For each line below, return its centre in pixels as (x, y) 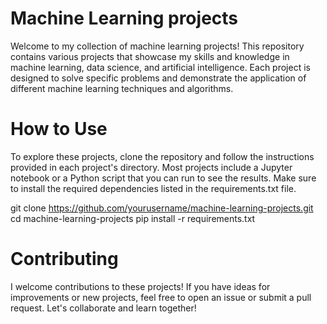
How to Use (59, 129)
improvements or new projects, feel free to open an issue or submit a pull (161, 297)
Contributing (64, 259)
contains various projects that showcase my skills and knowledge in (150, 56)
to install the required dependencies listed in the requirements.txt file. (153, 188)
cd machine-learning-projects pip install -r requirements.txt (133, 218)
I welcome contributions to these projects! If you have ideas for (140, 286)
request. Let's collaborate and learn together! (103, 308)
